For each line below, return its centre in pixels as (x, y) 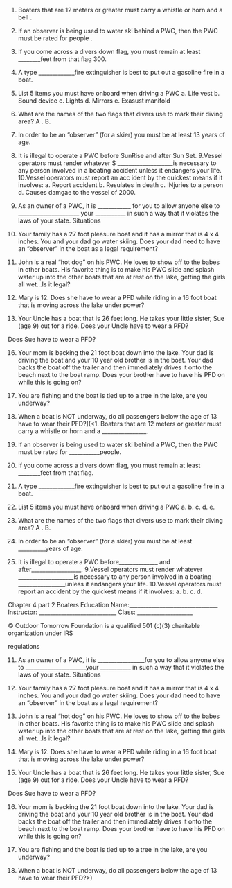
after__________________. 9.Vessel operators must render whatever (110, 569)
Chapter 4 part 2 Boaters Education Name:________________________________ (113, 605)
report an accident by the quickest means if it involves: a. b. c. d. (110, 591)
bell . (25, 17)
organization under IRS (41, 633)
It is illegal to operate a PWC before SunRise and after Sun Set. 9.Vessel (120, 156)
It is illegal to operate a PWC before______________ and (94, 562)
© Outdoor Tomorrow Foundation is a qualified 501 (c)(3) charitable (104, 626)
